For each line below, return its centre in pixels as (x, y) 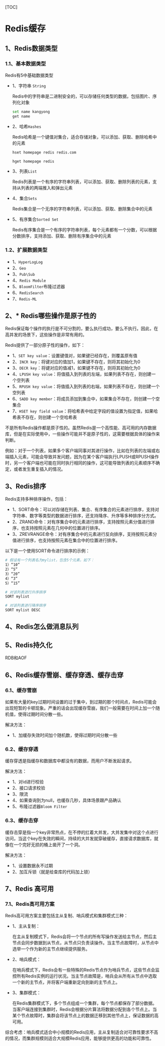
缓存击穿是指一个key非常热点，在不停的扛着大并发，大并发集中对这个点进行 (82, 832)
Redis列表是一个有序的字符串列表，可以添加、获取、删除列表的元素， (82, 182)
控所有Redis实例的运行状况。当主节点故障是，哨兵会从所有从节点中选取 (84, 976)
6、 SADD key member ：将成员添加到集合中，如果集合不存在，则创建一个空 (86, 399)
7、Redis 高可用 (29, 888)
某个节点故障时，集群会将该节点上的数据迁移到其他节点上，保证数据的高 (85, 1015)
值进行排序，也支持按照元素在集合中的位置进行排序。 (66, 540)
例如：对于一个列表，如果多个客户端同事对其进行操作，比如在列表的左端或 (80, 450)
